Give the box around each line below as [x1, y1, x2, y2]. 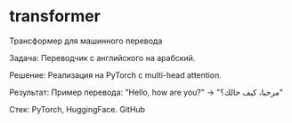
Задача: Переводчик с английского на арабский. [9, 52, 196, 63]
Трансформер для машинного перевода [9, 35, 163, 46]
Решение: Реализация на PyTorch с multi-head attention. [9, 69, 223, 81]
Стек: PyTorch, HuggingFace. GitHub [9, 104, 145, 114]
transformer [9, 6, 101, 27]
